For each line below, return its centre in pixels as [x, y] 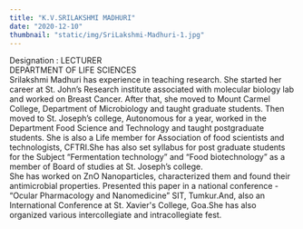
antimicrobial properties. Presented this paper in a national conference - [144, 186]
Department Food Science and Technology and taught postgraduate [137, 128]
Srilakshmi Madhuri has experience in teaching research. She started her [146, 80]
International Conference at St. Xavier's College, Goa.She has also [133, 205]
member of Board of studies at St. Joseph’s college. [106, 167]
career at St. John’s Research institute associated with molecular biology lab [152, 90]
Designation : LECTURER [56, 61]
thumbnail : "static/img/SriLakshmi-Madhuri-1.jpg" [107, 35]
